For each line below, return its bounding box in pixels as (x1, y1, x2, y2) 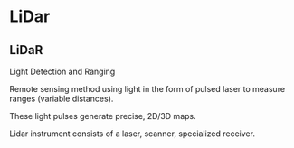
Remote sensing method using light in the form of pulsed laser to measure (9, 84, 286, 94)
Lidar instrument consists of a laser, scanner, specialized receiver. (9, 128, 256, 139)
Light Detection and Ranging (9, 66, 116, 77)
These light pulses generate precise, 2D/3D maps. (9, 111, 196, 121)
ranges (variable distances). (9, 93, 114, 104)
